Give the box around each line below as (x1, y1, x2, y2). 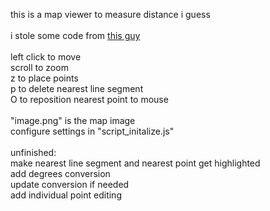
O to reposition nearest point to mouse (10, 94, 169, 105)
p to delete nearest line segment (10, 83, 144, 94)
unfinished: (10, 147, 57, 158)
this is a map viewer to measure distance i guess (10, 9, 211, 20)
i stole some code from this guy (10, 30, 141, 41)
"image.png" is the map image (10, 115, 136, 126)
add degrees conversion (10, 168, 111, 179)
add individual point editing (10, 189, 122, 201)
